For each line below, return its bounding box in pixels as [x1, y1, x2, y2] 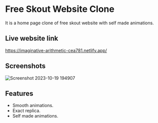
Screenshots [5, 62, 46, 70]
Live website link [5, 34, 58, 43]
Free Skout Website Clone [5, 3, 115, 15]
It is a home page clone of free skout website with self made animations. [5, 20, 154, 26]
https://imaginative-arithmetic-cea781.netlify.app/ [5, 47, 107, 53]
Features [5, 89, 33, 98]
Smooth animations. [12, 103, 54, 109]
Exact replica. [12, 108, 41, 114]
